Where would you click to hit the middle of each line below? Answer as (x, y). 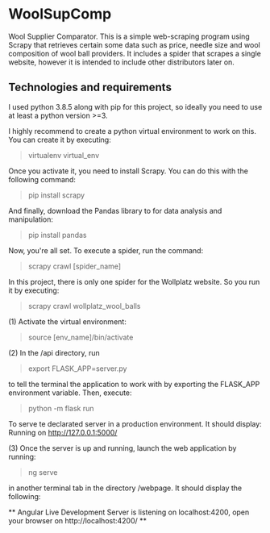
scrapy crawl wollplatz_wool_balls (84, 306)
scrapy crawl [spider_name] (75, 266)
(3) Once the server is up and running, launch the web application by (123, 448)
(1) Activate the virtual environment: (67, 321)
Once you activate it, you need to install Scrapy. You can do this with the (128, 171)
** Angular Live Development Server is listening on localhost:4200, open (129, 512)
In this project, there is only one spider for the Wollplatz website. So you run (134, 281)
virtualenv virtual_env (64, 155)
